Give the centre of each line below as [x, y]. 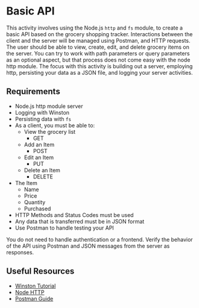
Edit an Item [39, 157]
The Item [26, 183]
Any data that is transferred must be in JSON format [80, 221]
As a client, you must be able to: [55, 125]
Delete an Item [42, 170]
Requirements [33, 92]
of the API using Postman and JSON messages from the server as [88, 246]
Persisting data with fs [43, 119]
